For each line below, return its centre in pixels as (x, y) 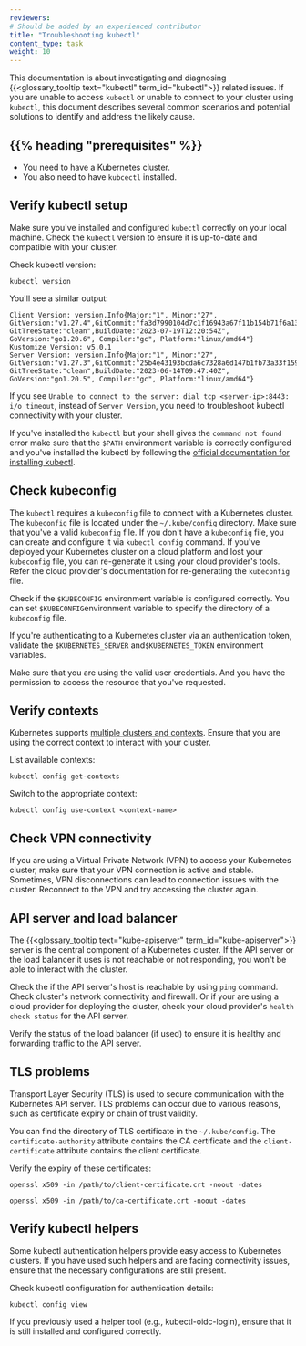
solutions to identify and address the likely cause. (102, 117)
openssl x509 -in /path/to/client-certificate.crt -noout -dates (136, 1184)
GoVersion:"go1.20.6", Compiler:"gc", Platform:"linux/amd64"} (132, 339)
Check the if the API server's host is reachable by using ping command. (144, 987)
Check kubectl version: (53, 265)
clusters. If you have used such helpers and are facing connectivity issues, (150, 1260)
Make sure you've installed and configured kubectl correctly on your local (148, 227)
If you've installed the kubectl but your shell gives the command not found (146, 433)
